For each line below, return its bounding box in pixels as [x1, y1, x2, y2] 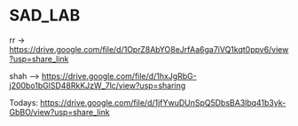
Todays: [9, 97, 38, 107]
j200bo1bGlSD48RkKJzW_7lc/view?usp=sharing [9, 80, 186, 91]
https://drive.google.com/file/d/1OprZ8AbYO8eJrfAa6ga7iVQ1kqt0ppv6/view [9, 43, 289, 54]
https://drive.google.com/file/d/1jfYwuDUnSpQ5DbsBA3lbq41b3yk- [39, 97, 286, 107]
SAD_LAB [9, 5, 81, 26]
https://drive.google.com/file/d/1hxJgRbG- [41, 70, 197, 81]
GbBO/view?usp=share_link [9, 106, 110, 117]
